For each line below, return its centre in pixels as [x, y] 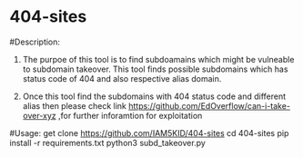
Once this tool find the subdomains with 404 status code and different [154, 96]
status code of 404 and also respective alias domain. [122, 78]
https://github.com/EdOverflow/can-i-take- [210, 105]
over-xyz [39, 115]
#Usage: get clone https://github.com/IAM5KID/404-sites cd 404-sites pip [149, 132]
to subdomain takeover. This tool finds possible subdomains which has [155, 69]
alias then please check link [75, 105]
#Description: [35, 42]
